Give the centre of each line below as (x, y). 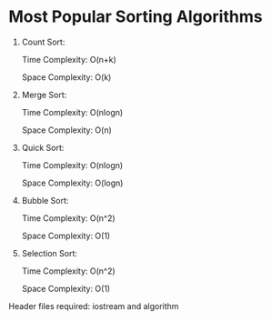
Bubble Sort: (45, 200)
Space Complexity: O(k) (66, 77)
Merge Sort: (44, 95)
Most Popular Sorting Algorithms (136, 17)
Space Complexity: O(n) (67, 130)
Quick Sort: (43, 147)
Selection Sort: (50, 253)
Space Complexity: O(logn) (72, 183)
